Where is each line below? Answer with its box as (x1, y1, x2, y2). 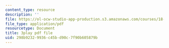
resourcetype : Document (5, 26, 55, 31)
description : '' (5, 12, 39, 17)
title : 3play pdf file (5, 30, 53, 35)
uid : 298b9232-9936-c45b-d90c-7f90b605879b (5, 35, 98, 40)
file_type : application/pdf (5, 21, 64, 26)
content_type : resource (5, 7, 55, 12)
